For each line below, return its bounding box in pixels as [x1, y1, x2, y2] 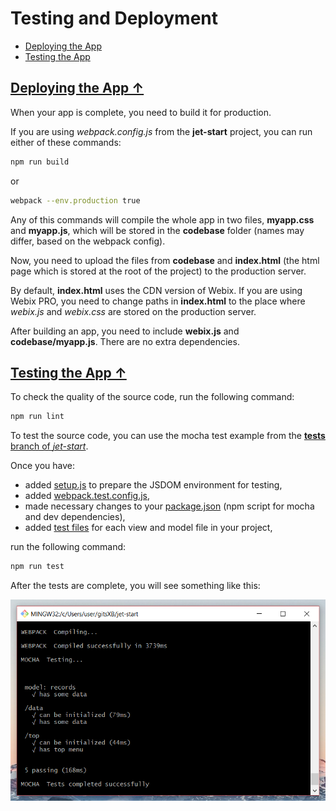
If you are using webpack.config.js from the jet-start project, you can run [10, 125, 313, 137]
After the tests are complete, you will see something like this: [10, 580, 261, 592]
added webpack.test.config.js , [24, 490, 150, 502]
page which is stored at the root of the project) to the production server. [10, 265, 307, 277]
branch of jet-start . [10, 440, 89, 452]
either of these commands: [10, 136, 122, 148]
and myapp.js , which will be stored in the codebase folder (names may [10, 224, 305, 236]
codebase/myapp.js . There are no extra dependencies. [10, 335, 240, 347]
